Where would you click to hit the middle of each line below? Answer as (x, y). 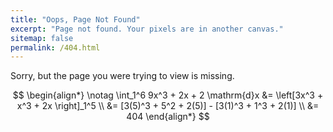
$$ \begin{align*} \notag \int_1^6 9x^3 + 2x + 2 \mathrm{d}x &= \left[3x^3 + (168, 95)
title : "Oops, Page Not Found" (75, 19)
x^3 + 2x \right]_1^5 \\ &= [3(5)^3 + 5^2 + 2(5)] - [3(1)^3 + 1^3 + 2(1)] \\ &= (168, 106)
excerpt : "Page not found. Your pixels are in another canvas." (147, 29)
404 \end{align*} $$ (168, 117)
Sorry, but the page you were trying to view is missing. (122, 76)
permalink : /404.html (55, 47)
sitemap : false (42, 38)
